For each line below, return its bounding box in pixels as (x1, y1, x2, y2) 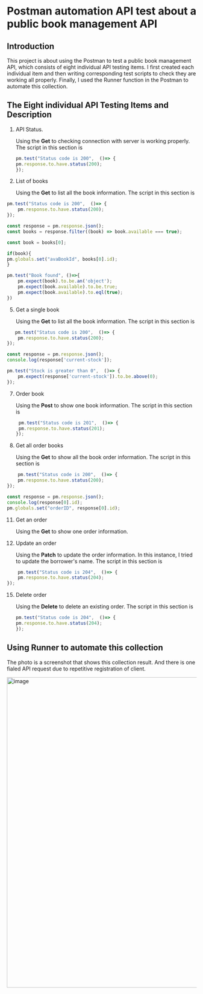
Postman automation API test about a (7, 4, 197, 18)
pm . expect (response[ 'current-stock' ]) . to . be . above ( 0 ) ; (17, 373, 158, 380)
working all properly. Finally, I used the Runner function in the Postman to (7, 77, 189, 83)
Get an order (15, 516, 48, 523)
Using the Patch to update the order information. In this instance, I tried (15, 551, 193, 558)
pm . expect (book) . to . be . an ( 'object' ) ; (17, 278, 113, 284)
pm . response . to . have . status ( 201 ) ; (18, 425, 105, 432)
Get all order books (15, 442, 64, 449)
